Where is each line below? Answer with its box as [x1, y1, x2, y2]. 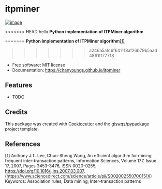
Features [5, 81, 32, 89]
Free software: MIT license [12, 62, 65, 68]
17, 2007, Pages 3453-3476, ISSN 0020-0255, [5, 163, 97, 169]
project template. [5, 126, 39, 131]
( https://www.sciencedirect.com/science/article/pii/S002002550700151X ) [5, 173, 152, 179]
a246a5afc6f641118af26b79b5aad [89, 47, 157, 53]
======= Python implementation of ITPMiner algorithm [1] [5, 38, 125, 44]
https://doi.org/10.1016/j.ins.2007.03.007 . [5, 168, 86, 174]
